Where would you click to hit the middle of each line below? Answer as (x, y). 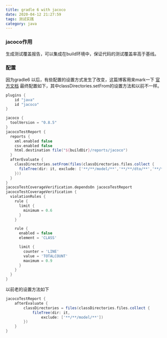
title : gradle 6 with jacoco (36, 10)
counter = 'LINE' (41, 252)
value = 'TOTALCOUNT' (46, 256)
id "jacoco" (27, 104)
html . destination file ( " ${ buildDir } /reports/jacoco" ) (71, 150)
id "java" (25, 100)
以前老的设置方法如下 (27, 289)
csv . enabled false (33, 146)
